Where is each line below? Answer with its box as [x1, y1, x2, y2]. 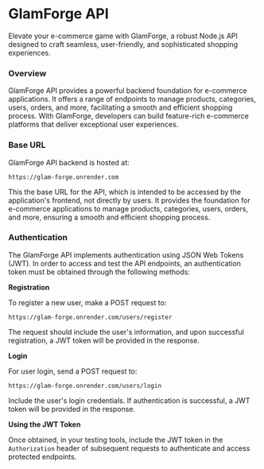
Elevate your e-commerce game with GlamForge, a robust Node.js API [8, 31, 239, 41]
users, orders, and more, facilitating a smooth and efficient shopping [8, 103, 233, 112]
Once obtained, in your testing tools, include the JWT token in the [8, 435, 223, 444]
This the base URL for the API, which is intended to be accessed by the [8, 187, 241, 196]
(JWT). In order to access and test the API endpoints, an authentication [8, 258, 241, 268]
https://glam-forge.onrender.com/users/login [8, 382, 161, 390]
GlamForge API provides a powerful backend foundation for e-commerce [8, 86, 248, 95]
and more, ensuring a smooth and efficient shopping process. [8, 212, 211, 222]
